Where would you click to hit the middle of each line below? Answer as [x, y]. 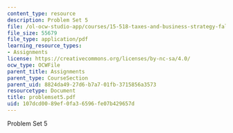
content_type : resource [42, 14]
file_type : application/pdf [48, 39]
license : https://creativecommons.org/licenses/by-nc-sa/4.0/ [99, 59]
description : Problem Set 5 [48, 20]
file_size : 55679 [32, 33]
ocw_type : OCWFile [34, 65]
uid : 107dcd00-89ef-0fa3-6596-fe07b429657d [71, 104]
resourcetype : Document [42, 91]
